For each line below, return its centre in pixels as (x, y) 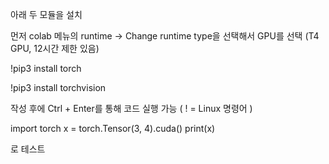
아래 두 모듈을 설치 (46, 14)
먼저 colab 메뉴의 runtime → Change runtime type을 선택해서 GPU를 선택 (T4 (165, 36)
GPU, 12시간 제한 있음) (55, 48)
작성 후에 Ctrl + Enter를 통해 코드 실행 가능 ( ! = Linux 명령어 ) (131, 108)
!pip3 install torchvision (58, 87)
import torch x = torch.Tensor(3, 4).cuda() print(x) (113, 128)
